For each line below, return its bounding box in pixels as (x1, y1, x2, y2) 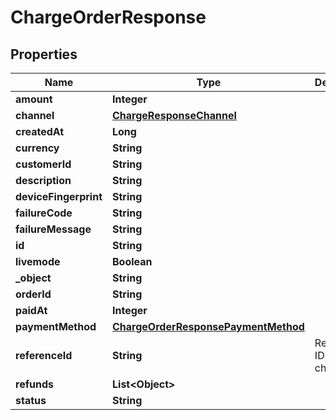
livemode (15, 255, 61, 268)
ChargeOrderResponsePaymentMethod (112, 320, 305, 333)
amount (15, 92, 53, 106)
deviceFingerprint (15, 190, 103, 203)
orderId (15, 287, 52, 301)
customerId (15, 157, 72, 171)
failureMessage (15, 222, 92, 236)
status (15, 394, 47, 407)
